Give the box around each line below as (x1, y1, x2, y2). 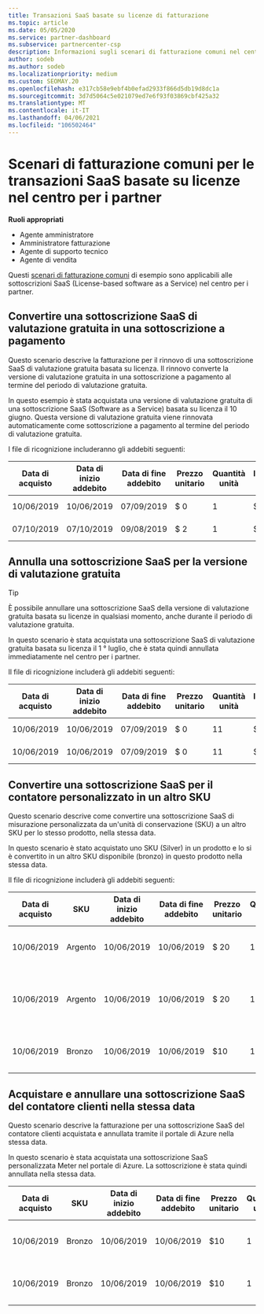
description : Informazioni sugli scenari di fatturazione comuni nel (8, 48, 241, 56)
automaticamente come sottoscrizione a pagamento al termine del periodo (8, 420, 250, 430)
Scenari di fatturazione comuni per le (8, 155, 255, 173)
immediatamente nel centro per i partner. (8, 652, 141, 662)
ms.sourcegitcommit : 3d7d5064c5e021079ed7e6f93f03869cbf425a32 (8, 92, 220, 100)
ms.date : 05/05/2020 (8, 26, 76, 34)
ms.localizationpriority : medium (8, 70, 118, 78)
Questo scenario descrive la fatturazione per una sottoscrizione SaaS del (8, 1120, 245, 1130)
